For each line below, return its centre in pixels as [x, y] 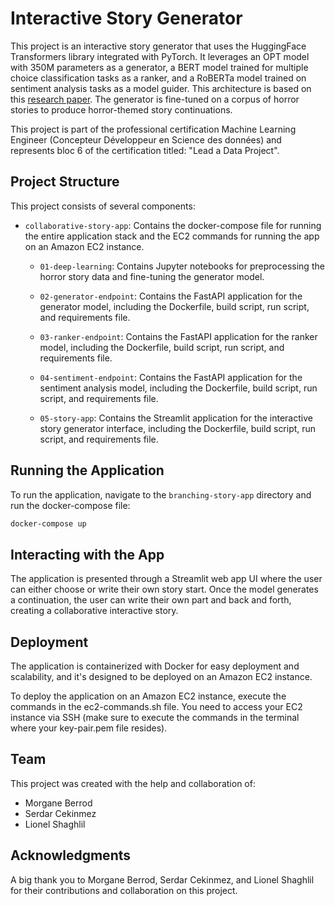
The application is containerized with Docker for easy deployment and [155, 666]
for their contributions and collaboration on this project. [124, 890]
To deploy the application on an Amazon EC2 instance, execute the [148, 696]
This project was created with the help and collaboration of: [133, 783]
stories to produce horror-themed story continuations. [121, 109]
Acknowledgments [71, 855]
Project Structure [65, 182]
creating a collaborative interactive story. [94, 611]
